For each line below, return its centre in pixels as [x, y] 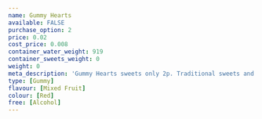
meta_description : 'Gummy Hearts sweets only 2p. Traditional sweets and [131, 74]
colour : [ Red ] [31, 96]
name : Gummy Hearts [40, 15]
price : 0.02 [27, 37]
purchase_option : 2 [40, 30]
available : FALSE [36, 23]
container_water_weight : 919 [56, 52]
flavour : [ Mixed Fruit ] [47, 88]
